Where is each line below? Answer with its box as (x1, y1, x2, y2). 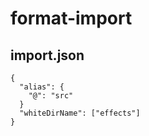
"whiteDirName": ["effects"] (19, 108, 141, 118)
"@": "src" (28, 91, 74, 101)
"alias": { (19, 82, 65, 92)
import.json (10, 47, 85, 64)
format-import (10, 7, 133, 30)
